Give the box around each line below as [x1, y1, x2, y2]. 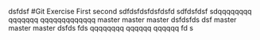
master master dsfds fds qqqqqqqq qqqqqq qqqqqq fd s [8, 24, 193, 32]
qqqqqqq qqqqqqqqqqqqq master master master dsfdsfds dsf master [8, 15, 237, 24]
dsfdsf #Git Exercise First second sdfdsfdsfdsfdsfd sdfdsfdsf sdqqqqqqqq [8, 7, 252, 16]
